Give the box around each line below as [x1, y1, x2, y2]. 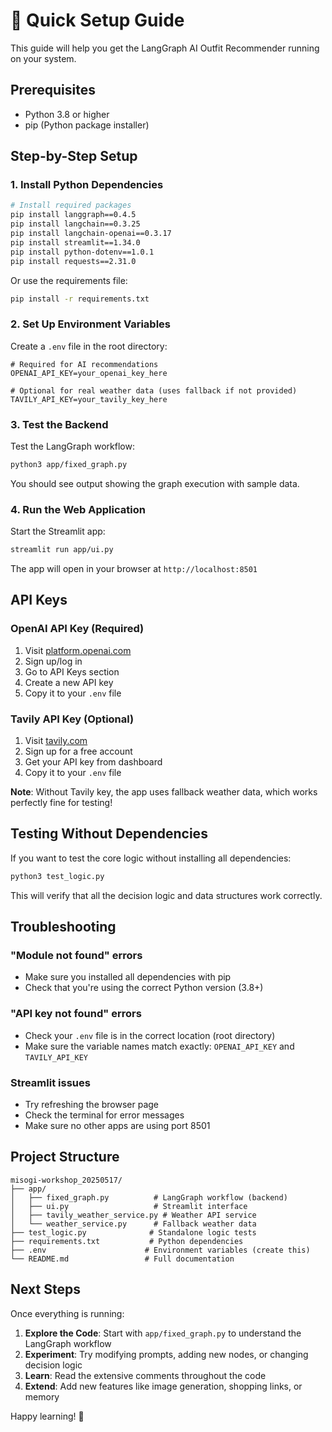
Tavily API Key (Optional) [10, 712, 135, 726]
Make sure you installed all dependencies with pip [24, 971, 232, 983]
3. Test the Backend [10, 417, 109, 431]
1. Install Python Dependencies [10, 178, 164, 192]
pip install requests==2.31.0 [10, 256, 137, 266]
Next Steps [10, 1281, 81, 1298]
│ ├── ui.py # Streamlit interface [10, 1201, 248, 1211]
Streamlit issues [10, 1075, 91, 1089]
